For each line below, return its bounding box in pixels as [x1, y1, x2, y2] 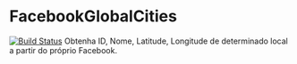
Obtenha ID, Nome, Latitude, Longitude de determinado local [64, 36, 288, 46]
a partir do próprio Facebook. [9, 44, 118, 55]
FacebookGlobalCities [9, 6, 177, 27]
